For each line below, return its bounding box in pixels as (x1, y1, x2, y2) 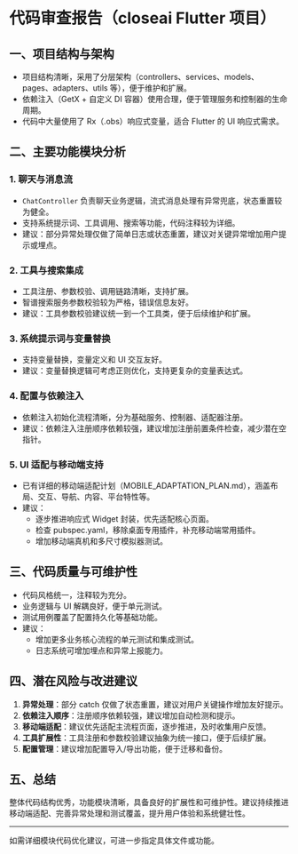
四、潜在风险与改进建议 (9, 674, 137, 689)
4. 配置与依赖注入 (9, 390, 84, 403)
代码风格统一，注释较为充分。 (21, 589, 131, 600)
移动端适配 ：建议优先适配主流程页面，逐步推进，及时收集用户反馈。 (21, 721, 271, 731)
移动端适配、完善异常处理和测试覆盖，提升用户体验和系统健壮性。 (9, 808, 250, 818)
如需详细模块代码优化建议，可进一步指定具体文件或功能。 (9, 835, 219, 846)
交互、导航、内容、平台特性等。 (37, 491, 155, 502)
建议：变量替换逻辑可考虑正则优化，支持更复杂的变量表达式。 (21, 365, 248, 376)
